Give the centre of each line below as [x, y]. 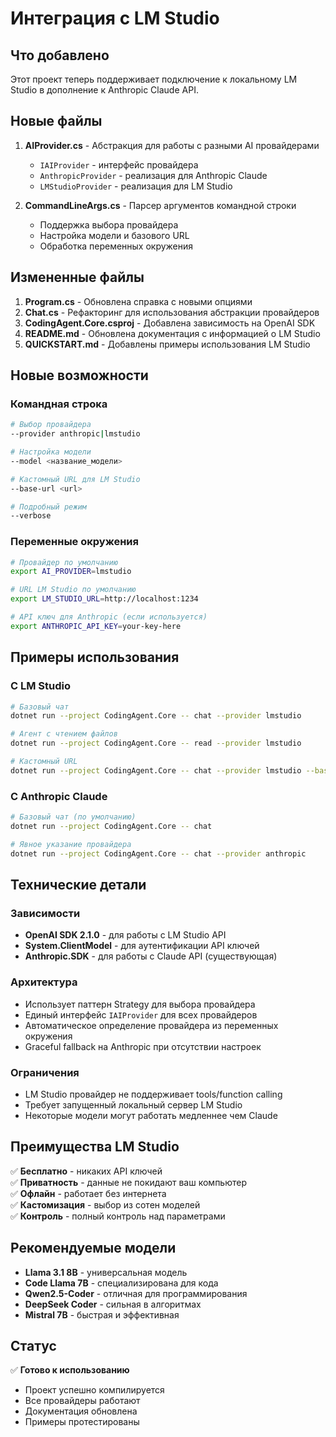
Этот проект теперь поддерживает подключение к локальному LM [154, 79]
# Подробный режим [48, 507]
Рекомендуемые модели [93, 1248]
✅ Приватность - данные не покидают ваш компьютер [128, 1182]
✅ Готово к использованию [70, 1370]
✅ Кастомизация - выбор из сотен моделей [105, 1204]
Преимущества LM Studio [95, 1147]
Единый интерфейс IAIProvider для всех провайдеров [141, 1014]
